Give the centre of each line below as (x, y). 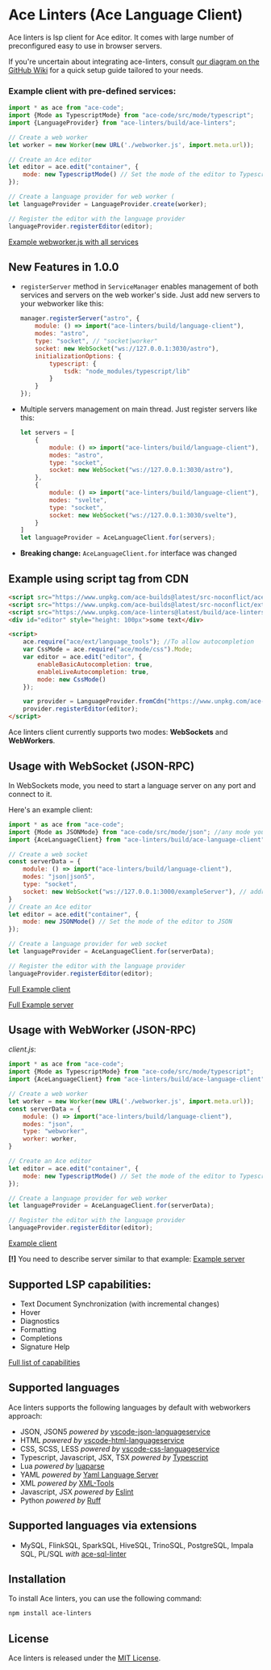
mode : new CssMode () (72, 679)
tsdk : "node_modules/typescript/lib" (127, 371)
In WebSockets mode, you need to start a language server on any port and (132, 785)
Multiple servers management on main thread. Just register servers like (139, 409)
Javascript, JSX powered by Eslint (77, 1491)
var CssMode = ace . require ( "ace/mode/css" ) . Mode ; (108, 649)
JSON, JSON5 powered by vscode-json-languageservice (115, 1432)
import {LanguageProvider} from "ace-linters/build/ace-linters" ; (122, 123)
